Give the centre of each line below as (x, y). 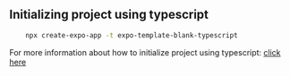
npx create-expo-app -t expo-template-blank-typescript (132, 35)
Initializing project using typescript (109, 15)
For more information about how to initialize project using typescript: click (145, 52)
